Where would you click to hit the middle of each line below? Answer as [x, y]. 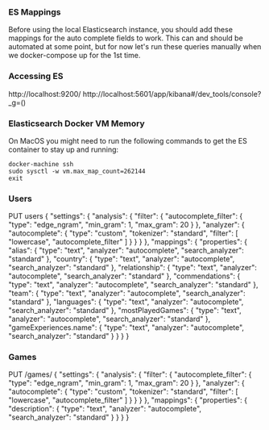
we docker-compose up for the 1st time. [74, 56]
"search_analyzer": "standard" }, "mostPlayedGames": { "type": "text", [125, 311]
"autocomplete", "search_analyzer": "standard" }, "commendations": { [124, 276]
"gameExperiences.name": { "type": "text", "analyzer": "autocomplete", [126, 328]
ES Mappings [35, 12]
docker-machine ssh [41, 164]
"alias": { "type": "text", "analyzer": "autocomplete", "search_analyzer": [126, 250]
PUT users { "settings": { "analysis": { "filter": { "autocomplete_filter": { [126, 216]
